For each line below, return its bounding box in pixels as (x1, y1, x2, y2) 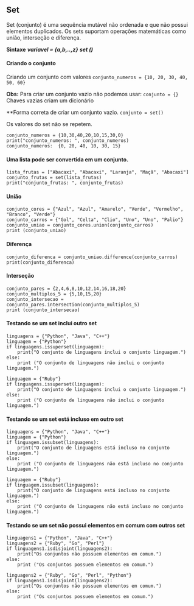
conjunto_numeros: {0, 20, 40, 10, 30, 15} (6, 143, 121, 149)
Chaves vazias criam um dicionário (6, 97, 94, 104)
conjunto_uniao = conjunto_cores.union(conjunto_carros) (6, 222, 154, 228)
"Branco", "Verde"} (6, 211, 56, 218)
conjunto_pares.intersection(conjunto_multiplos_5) (6, 301, 140, 308)
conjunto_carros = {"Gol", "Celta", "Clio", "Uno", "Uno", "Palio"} (6, 217, 184, 223)
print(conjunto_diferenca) (6, 259, 75, 266)
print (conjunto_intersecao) (6, 307, 80, 313)
